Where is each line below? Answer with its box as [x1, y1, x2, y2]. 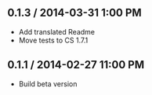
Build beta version [18, 79, 78, 89]
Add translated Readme [18, 27, 96, 36]
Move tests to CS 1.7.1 [18, 35, 89, 45]
